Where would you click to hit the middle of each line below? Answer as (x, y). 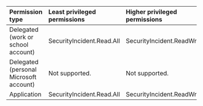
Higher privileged (151, 12)
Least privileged (72, 12)
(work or (21, 37)
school (19, 45)
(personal (23, 70)
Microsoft (23, 77)
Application (25, 94)
